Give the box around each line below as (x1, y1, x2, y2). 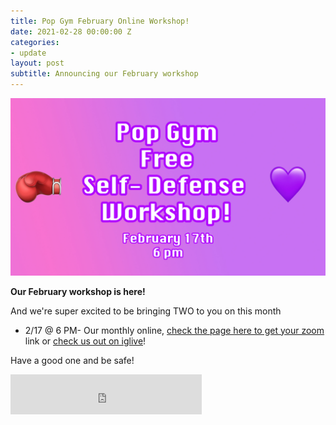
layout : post (10, 58, 65, 69)
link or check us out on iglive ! (24, 335, 147, 347)
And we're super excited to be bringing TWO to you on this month (10, 305, 282, 317)
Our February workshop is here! (10, 285, 146, 297)
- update (10, 48, 47, 58)
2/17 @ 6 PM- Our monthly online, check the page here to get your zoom (24, 324, 325, 336)
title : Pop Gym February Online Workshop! (10, 16, 190, 26)
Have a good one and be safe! (10, 354, 135, 366)
